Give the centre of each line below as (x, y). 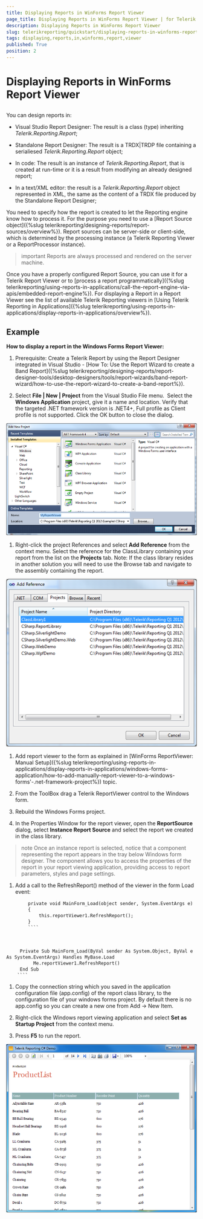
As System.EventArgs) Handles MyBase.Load (60, 957)
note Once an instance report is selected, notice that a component (103, 848)
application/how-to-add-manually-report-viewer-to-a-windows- (95, 775)
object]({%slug (25, 225)
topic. (110, 782)
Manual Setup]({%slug (43, 762)
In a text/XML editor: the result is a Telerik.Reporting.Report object (97, 188)
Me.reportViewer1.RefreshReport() (76, 964)
